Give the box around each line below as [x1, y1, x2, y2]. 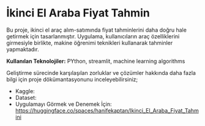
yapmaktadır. [6, 46, 39, 53]
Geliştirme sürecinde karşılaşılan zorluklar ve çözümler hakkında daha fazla [6, 69, 196, 76]
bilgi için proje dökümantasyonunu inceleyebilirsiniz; [6, 75, 138, 83]
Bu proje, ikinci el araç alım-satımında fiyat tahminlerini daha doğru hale [6, 26, 187, 33]
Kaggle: [15, 87, 35, 94]
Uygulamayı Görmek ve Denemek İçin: [15, 100, 112, 108]
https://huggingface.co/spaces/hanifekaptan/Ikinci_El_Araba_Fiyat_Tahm [15, 107, 199, 114]
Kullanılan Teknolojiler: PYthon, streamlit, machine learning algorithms [6, 57, 185, 65]
